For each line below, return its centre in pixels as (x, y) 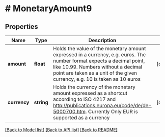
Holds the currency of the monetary (95, 87)
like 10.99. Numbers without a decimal (98, 67)
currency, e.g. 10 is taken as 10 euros (97, 79)
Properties (22, 27)
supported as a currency (82, 118)
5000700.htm (69, 112)
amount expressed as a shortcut (90, 93)
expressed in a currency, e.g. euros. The (100, 55)
